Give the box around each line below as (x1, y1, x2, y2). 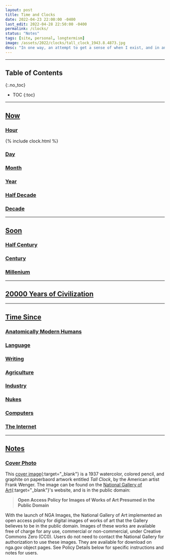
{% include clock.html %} (5, 138, 59, 144)
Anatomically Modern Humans (5, 328, 82, 335)
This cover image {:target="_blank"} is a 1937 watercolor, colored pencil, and (5, 471, 164, 477)
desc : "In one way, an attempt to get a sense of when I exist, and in (5, 45, 159, 50)
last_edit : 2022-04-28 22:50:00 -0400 (5, 21, 87, 27)
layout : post (5, 7, 33, 13)
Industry (5, 382, 27, 389)
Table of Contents (5, 69, 63, 78)
